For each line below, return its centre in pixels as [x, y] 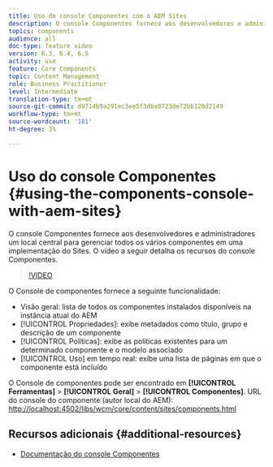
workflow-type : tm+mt [45, 115]
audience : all [32, 39]
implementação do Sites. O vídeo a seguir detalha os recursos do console [132, 251]
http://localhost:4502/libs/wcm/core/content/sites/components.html [123, 409]
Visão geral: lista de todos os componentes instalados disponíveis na [136, 306]
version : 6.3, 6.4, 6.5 [49, 54]
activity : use [32, 62]
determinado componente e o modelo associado [101, 349]
